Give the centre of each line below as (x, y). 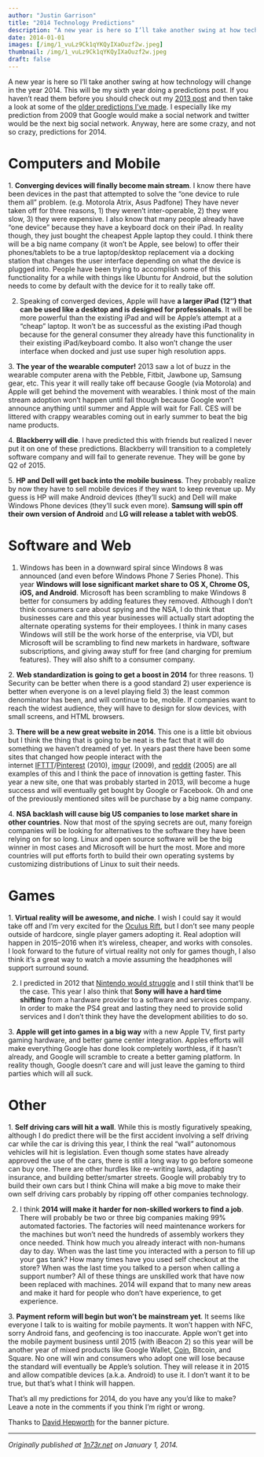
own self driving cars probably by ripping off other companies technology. (128, 1193)
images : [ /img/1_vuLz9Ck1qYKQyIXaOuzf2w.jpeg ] (86, 45)
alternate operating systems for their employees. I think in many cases (133, 625)
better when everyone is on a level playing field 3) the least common (119, 691)
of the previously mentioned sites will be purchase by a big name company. (130, 799)
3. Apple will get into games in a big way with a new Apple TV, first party (127, 1031)
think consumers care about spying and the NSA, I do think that (122, 609)
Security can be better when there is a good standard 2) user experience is (130, 683)
